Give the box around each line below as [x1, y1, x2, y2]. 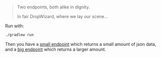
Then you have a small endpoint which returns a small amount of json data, [5, 41, 157, 47]
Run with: [5, 23, 24, 29]
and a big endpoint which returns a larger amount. [5, 46, 106, 52]
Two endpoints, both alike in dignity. [17, 4, 90, 10]
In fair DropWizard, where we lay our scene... [17, 14, 109, 19]
